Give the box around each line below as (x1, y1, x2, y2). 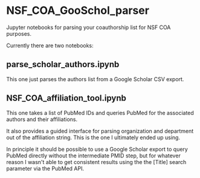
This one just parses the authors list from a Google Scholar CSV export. (6, 75, 184, 82)
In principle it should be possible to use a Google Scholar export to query (6, 145, 189, 153)
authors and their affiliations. (6, 116, 78, 123)
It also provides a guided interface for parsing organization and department (6, 127, 194, 134)
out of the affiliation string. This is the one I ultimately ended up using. (6, 134, 180, 141)
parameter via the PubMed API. (6, 165, 85, 172)
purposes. (6, 30, 32, 37)
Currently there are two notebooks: (6, 42, 94, 49)
